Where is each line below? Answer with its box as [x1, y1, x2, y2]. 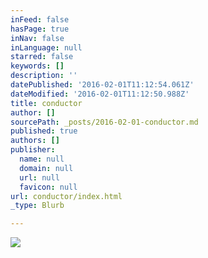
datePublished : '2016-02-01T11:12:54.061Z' [10, 80, 195, 90]
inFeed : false [10, 14, 70, 25]
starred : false [10, 52, 74, 62]
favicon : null [19, 182, 78, 192]
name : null [19, 154, 65, 164]
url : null [19, 172, 60, 183]
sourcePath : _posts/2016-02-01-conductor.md [10, 117, 199, 127]
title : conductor [10, 98, 83, 108]
